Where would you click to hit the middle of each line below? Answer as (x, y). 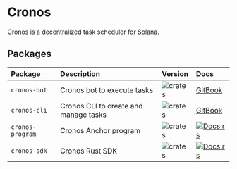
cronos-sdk (29, 151)
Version (175, 73)
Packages (29, 54)
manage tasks (83, 115)
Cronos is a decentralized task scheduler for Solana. (84, 32)
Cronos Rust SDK (89, 151)
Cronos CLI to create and (101, 106)
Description (80, 73)
